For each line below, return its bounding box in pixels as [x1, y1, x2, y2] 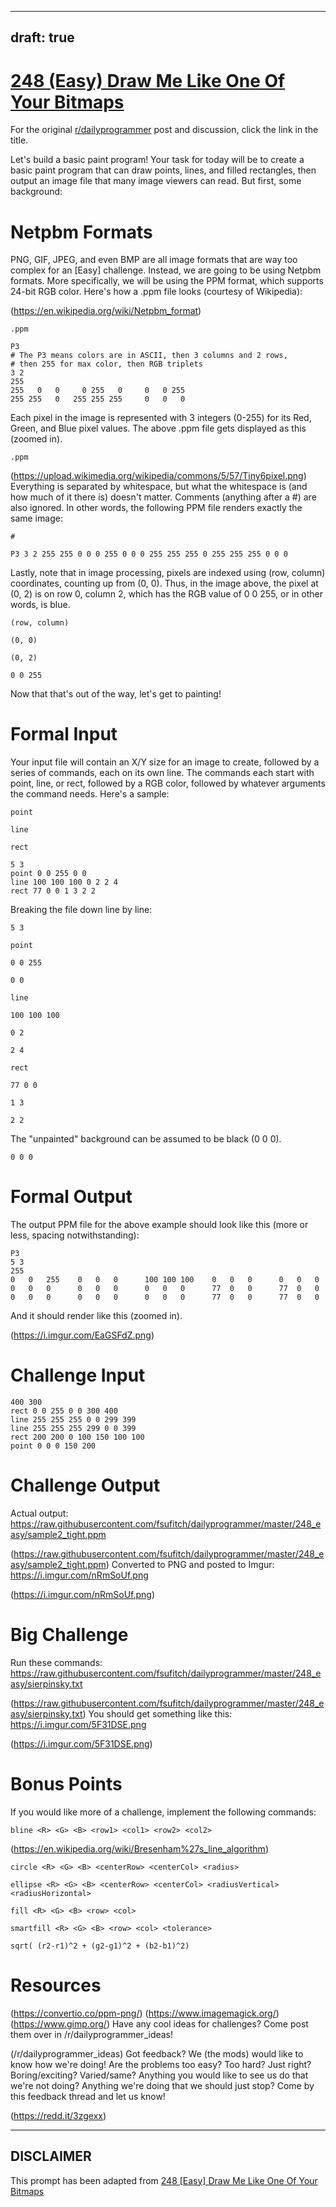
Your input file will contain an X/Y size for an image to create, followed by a [10, 756, 320, 768]
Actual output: [10, 1507, 69, 1520]
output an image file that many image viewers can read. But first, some [10, 175, 302, 187]
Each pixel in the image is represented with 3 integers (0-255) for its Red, [10, 412, 312, 424]
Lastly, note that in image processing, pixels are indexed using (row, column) [10, 567, 326, 579]
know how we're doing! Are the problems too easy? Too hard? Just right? [10, 2058, 312, 2070]
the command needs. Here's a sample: [10, 788, 170, 800]
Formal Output [10, 1186, 133, 1208]
